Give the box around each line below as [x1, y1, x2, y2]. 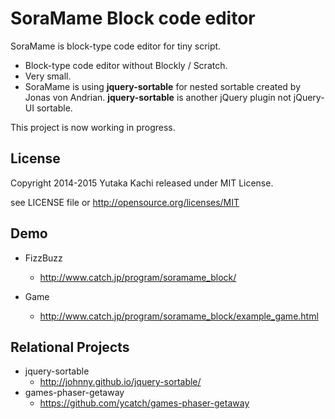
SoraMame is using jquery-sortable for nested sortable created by [24, 80, 302, 92]
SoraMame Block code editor [10, 7, 256, 30]
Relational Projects [10, 338, 130, 356]
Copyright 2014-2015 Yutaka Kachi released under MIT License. [10, 177, 274, 189]
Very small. [24, 70, 72, 82]
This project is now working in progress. [10, 121, 176, 133]
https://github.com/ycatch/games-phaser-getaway [39, 397, 250, 409]
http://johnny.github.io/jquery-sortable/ [39, 376, 202, 388]
